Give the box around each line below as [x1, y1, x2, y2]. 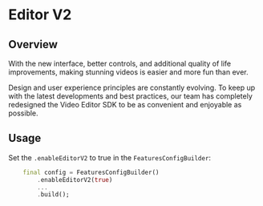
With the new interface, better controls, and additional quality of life [8, 59, 232, 68]
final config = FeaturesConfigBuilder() [22, 168, 160, 176]
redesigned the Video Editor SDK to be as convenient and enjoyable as [8, 100, 242, 109]
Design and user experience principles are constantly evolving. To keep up [8, 83, 255, 92]
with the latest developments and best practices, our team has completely [8, 91, 253, 101]
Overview [8, 38, 59, 51]
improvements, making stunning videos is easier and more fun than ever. [8, 67, 249, 77]
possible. [8, 108, 38, 118]
